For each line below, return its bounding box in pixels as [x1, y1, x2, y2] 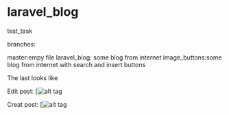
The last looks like [7, 73, 58, 82]
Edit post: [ [7, 87, 38, 95]
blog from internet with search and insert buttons [7, 60, 146, 68]
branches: [7, 40, 36, 48]
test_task [7, 27, 33, 35]
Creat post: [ [7, 100, 43, 108]
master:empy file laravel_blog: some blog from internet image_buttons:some [7, 53, 222, 62]
